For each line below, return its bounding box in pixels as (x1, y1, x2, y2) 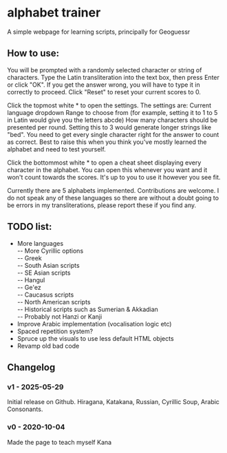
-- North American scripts (17, 297, 91, 306)
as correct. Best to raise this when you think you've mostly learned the (7, 138, 207, 146)
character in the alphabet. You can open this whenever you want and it (7, 165, 208, 173)
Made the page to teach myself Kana (7, 438, 112, 446)
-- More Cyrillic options (17, 246, 84, 255)
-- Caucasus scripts (17, 291, 74, 299)
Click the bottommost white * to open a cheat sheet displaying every (7, 158, 202, 167)
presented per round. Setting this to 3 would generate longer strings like (7, 123, 212, 131)
